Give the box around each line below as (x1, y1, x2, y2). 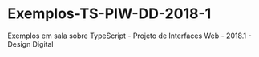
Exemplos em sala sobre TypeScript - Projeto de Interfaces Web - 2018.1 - (7, 31, 252, 40)
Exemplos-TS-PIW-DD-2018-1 (7, 5, 212, 23)
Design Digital (7, 39, 54, 48)
